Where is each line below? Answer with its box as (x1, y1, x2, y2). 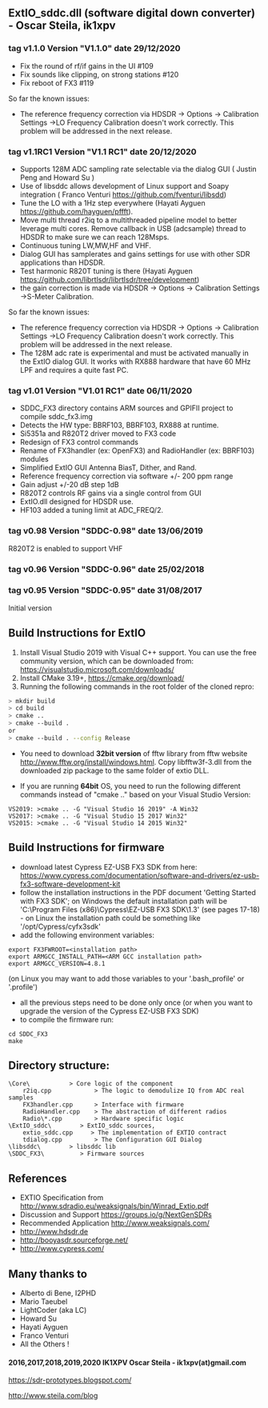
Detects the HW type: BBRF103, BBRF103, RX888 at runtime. (19, 420, 219, 430)
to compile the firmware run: (19, 1014, 114, 1024)
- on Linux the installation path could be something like (19, 913, 202, 922)
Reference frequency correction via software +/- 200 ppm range (19, 471, 234, 481)
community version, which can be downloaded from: (19, 656, 194, 666)
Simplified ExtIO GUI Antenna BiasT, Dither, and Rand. (19, 463, 198, 473)
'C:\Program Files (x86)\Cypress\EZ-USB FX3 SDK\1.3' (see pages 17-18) (19, 904, 260, 914)
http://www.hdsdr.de (19, 1227, 89, 1237)
